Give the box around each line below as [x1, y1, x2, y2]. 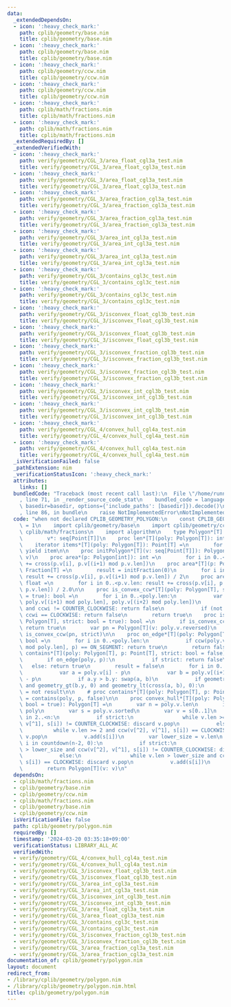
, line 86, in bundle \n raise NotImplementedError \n [19, 509, 184, 516]
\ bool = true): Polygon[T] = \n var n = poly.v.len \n [19, 701, 198, 708]
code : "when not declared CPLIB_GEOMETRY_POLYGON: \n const [13, 516, 195, 522]
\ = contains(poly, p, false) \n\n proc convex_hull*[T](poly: [19, 695, 211, 702]
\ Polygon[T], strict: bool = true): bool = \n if [19, 618, 186, 625]
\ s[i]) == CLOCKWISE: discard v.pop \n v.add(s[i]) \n [19, 759, 211, 766]
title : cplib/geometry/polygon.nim [7, 989, 109, 996]
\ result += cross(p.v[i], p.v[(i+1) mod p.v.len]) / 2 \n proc [19, 573, 214, 580]
